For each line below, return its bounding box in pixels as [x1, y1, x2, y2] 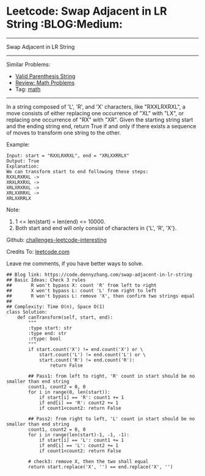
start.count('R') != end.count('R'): [38, 357, 135, 363]
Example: [6, 140, 30, 148]
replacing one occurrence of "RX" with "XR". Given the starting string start [6, 116, 193, 123]
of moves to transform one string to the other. [6, 129, 121, 136]
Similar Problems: [6, 60, 51, 68]
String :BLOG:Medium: [6, 17, 123, 31]
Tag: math [15, 85, 41, 93]
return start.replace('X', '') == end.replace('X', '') [28, 464, 173, 470]
